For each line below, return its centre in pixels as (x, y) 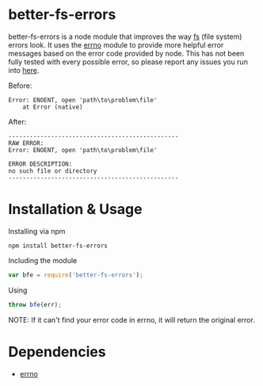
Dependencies (57, 352)
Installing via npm (37, 231)
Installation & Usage (75, 210)
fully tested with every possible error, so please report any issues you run (128, 62)
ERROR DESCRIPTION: (40, 164)
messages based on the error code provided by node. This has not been (126, 53)
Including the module (43, 260)
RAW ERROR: (26, 143)
